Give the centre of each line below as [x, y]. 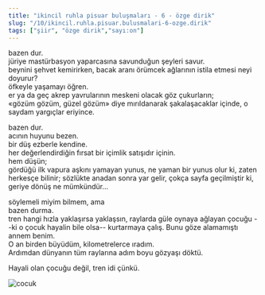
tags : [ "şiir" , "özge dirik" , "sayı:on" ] [76, 30]
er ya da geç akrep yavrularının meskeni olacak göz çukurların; [111, 95]
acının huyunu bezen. [43, 136]
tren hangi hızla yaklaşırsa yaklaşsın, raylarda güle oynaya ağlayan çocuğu [131, 219]
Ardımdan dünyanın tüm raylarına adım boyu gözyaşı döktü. [106, 253]
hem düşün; [28, 161]
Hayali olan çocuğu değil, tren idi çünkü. [74, 268]
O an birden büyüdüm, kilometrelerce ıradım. [82, 244]
